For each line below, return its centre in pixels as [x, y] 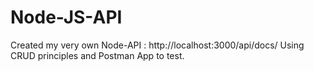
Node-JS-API [66, 17]
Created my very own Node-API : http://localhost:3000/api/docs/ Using [157, 45]
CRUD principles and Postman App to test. [97, 55]
